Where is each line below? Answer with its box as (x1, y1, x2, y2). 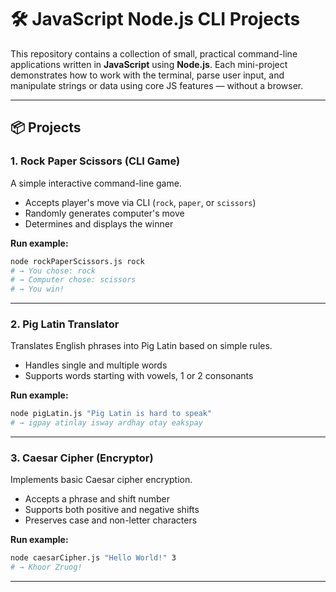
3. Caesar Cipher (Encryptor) (10, 451, 154, 465)
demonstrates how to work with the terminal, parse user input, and (10, 69, 285, 81)
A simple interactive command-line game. (10, 177, 182, 189)
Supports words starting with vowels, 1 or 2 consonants (24, 370, 254, 382)
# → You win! (10, 284, 65, 295)
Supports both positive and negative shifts (24, 504, 200, 516)
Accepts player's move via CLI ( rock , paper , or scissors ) (24, 196, 257, 208)
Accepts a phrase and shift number (24, 493, 170, 505)
